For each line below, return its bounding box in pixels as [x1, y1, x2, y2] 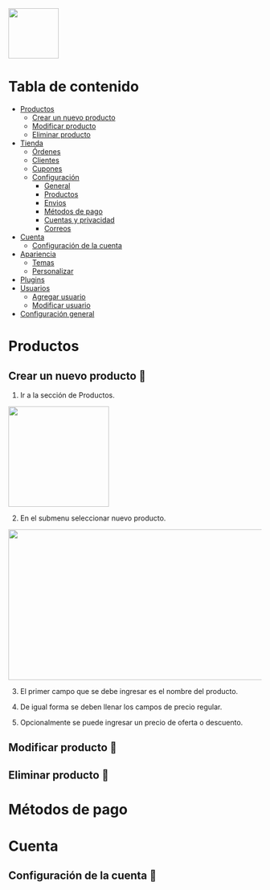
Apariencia [19, 249, 56, 259]
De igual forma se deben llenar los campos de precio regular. [19, 702, 223, 712]
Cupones [31, 164, 63, 174]
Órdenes [31, 146, 61, 156]
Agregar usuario [31, 292, 86, 301]
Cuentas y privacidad [43, 214, 115, 224]
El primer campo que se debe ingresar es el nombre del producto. [19, 686, 239, 696]
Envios [43, 198, 67, 207]
